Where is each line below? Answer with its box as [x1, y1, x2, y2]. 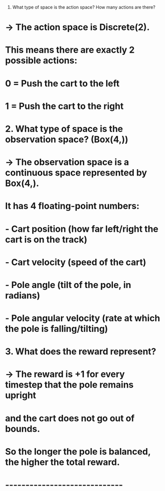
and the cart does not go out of [5, 412, 135, 424]
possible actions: [5, 55, 78, 66]
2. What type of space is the [5, 123, 123, 134]
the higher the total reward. [5, 456, 120, 468]
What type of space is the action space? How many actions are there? [12, 4, 156, 10]
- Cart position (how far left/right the [5, 223, 159, 234]
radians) [5, 290, 41, 301]
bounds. [5, 423, 41, 434]
